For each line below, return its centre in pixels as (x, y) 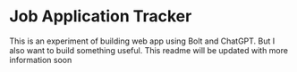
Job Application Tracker (101, 16)
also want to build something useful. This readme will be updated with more (149, 50)
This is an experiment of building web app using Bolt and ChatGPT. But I (142, 41)
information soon (41, 60)
